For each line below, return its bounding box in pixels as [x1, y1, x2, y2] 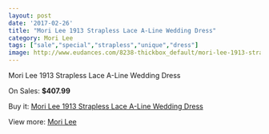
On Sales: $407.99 [8, 86, 70, 96]
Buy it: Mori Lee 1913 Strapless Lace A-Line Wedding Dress [8, 101, 204, 111]
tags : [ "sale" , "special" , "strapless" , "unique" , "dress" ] [8, 41, 199, 49]
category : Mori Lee [8, 33, 74, 42]
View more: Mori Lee [8, 117, 78, 126]
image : [8, 49, 30, 57]
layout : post [8, 11, 52, 20]
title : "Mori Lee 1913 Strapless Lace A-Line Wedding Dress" [8, 26, 217, 34]
